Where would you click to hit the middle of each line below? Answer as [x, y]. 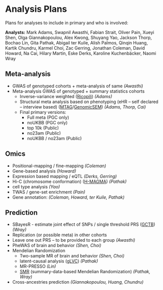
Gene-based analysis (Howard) [44, 171]
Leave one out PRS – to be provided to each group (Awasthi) [74, 240]
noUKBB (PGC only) [47, 122]
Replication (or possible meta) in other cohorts [60, 235]
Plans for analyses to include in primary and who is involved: [67, 23]
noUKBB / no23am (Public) [54, 138]
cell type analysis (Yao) [36, 186]
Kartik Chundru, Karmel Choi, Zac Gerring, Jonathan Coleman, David [75, 48]
